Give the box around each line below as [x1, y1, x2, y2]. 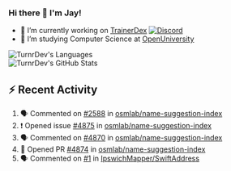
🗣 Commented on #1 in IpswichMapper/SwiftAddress [19, 153, 200, 164]
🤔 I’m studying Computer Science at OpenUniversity [19, 34, 195, 44]
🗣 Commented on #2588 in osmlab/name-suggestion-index [19, 109, 223, 119]
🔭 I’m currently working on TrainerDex [19, 26, 148, 35]
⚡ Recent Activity [8, 82, 98, 96]
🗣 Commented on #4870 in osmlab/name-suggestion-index [19, 133, 223, 143]
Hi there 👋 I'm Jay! [8, 7, 83, 19]
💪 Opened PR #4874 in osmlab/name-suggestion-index [19, 144, 206, 154]
